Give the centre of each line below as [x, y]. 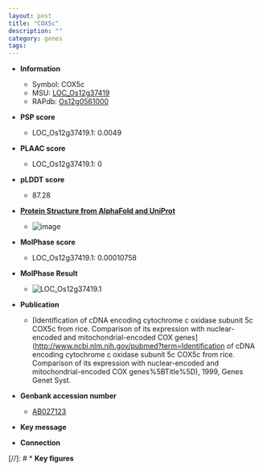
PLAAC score [43, 148]
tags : [17, 46]
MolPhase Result [49, 273]
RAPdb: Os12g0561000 [70, 102]
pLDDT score [42, 180]
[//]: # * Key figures [41, 458]
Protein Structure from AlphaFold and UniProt [97, 211]
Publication [39, 305]
